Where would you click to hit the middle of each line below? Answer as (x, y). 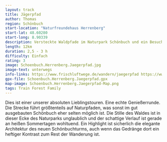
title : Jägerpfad (23, 14)
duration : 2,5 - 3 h (27, 51)
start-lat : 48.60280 (27, 33)
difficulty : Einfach (27, 56)
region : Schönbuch (24, 24)
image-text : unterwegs (29, 70)
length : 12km (19, 47)
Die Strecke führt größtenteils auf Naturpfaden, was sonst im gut (71, 108)
